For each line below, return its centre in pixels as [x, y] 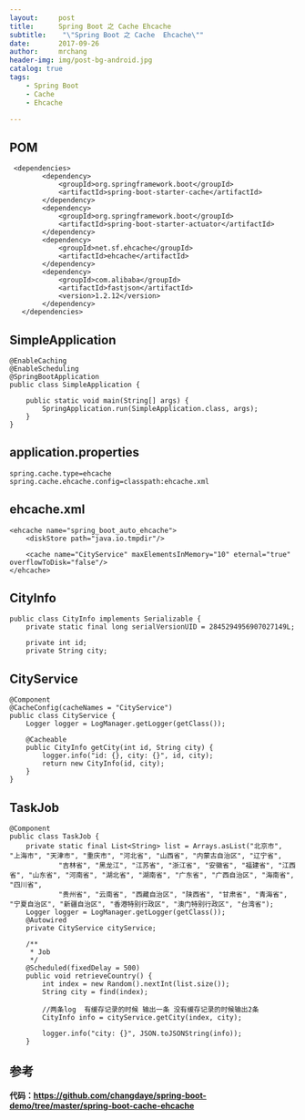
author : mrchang [49, 52]
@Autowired [46, 920]
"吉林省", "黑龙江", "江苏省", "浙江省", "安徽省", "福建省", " [170, 866]
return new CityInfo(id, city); [104, 764]
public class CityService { [63, 716]
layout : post [42, 18]
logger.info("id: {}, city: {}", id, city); [128, 756]
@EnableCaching [38, 361]
